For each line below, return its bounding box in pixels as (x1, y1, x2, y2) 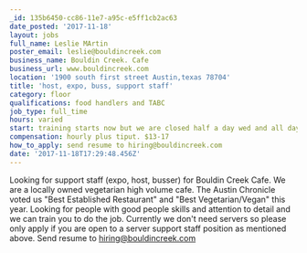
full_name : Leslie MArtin (9, 38, 108, 48)
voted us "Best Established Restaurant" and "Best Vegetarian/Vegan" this (9, 194, 286, 205)
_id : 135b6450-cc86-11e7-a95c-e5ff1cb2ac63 (9, 13, 178, 23)
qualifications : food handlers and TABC (9, 98, 166, 108)
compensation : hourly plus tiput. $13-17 (9, 132, 170, 142)
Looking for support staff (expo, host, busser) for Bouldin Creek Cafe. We (9, 174, 286, 185)
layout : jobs (9, 30, 59, 39)
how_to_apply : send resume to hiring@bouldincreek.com (9, 141, 223, 150)
